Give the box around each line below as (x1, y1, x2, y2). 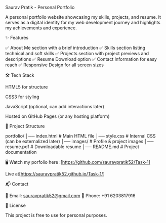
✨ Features (5, 35, 29, 40)
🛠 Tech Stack (5, 72, 34, 78)
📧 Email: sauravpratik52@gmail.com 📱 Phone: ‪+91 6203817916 (5, 193, 136, 199)
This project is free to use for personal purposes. (5, 212, 107, 218)
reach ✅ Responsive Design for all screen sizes (5, 62, 104, 68)
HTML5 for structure (5, 84, 48, 90)
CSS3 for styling (5, 94, 39, 100)
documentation (5, 149, 37, 155)
